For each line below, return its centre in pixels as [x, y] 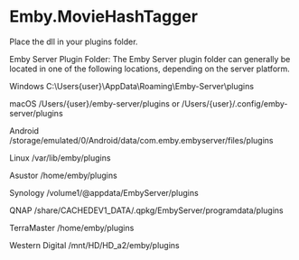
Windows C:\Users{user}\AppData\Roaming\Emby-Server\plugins [132, 86]
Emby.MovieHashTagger [104, 17]
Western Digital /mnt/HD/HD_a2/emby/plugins [94, 245]
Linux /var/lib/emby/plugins [60, 158]
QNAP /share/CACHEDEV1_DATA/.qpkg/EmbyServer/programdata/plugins [146, 210]
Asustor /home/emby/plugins [63, 175]
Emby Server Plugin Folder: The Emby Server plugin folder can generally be [150, 59]
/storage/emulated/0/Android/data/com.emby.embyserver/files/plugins [141, 140]
